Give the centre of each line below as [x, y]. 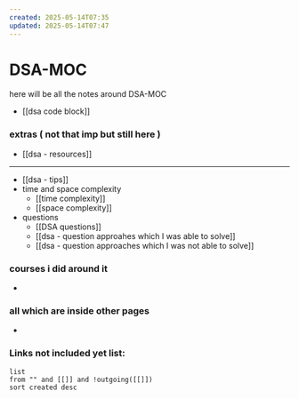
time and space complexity [72, 188]
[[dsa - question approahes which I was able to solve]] [135, 235]
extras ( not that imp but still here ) [85, 134]
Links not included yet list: [68, 354]
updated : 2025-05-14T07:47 [59, 26]
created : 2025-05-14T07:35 [59, 17]
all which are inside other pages [79, 310]
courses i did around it [59, 268]
